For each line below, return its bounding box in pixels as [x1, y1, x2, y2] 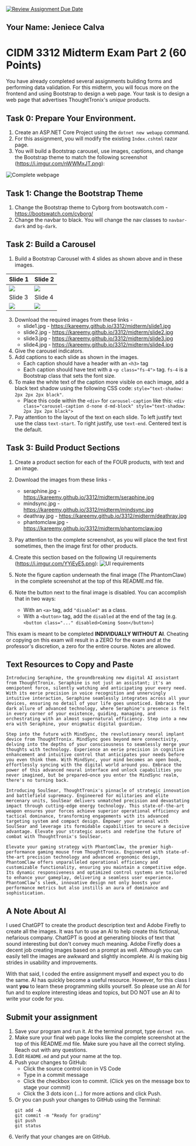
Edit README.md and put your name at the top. [14, 1053, 122, 1060]
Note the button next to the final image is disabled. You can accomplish [14, 589, 187, 596]
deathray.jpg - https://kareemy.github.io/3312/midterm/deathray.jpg [23, 512, 187, 519]
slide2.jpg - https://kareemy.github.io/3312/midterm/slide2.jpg [23, 329, 174, 336]
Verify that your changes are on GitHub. [14, 1133, 111, 1140]
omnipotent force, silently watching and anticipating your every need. [6, 685, 187, 691]
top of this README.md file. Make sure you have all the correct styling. [14, 1040, 185, 1048]
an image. [14, 464, 39, 471]
